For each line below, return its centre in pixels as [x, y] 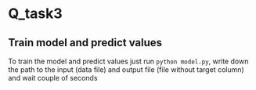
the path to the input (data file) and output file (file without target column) [126, 70]
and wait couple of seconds [53, 78]
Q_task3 [35, 14]
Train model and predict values [85, 43]
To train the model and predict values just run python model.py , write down [128, 61]
